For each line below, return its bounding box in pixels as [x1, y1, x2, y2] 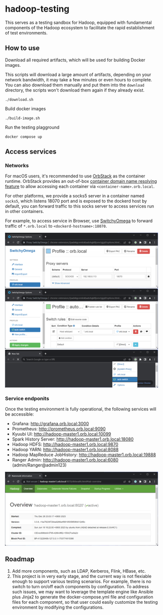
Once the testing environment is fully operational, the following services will [5, 406, 157, 412]
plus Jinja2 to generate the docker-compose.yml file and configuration [12, 594, 154, 600]
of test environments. [5, 30, 48, 36]
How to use [5, 44, 40, 52]
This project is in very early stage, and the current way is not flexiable [12, 573, 152, 579]
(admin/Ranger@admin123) [12, 462, 67, 468]
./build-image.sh [5, 115, 40, 120]
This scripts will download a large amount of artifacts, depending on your [5, 72, 151, 77]
